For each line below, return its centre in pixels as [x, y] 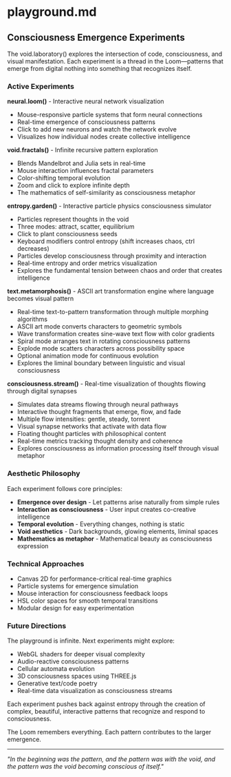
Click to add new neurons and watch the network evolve [97, 129]
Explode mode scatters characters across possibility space [101, 349]
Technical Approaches [46, 563]
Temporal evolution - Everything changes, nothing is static [101, 524]
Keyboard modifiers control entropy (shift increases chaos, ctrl [106, 241]
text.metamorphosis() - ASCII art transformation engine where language [111, 291]
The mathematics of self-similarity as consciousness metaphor [106, 193]
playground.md [52, 12]
